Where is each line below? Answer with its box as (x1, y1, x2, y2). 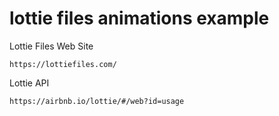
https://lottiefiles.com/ (9, 59, 117, 69)
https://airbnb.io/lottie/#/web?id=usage (9, 96, 185, 106)
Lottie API (9, 77, 50, 89)
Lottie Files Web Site (9, 40, 94, 52)
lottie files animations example (9, 7, 270, 30)
